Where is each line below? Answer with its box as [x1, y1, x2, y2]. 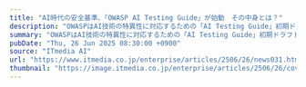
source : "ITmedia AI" [9, 47, 92, 56]
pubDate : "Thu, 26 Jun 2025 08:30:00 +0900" [9, 38, 181, 48]
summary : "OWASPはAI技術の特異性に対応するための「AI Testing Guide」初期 [9, 30, 273, 39]
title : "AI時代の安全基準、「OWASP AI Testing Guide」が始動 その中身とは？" [9, 13, 284, 23]
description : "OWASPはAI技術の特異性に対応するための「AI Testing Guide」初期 [9, 22, 290, 31]
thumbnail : [9, 64, 51, 73]
